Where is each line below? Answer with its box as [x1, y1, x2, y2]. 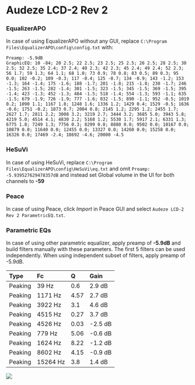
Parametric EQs [6, 226, 51, 234]
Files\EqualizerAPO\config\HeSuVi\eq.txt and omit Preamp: [6, 165, 151, 172]
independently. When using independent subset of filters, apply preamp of [6, 252, 186, 259]
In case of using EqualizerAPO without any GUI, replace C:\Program [6, 37, 168, 44]
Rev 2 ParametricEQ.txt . [6, 212, 65, 219]
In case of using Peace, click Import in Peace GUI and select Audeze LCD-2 [6, 205, 184, 212]
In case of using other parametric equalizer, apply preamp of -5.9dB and [6, 239, 181, 246]
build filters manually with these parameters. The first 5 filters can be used [6, 246, 186, 253]
